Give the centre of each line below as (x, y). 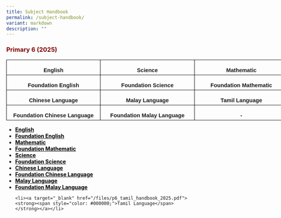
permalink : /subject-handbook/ (45, 17)
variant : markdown (29, 23)
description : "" (26, 29)
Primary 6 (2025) (32, 50)
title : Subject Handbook (37, 12)
